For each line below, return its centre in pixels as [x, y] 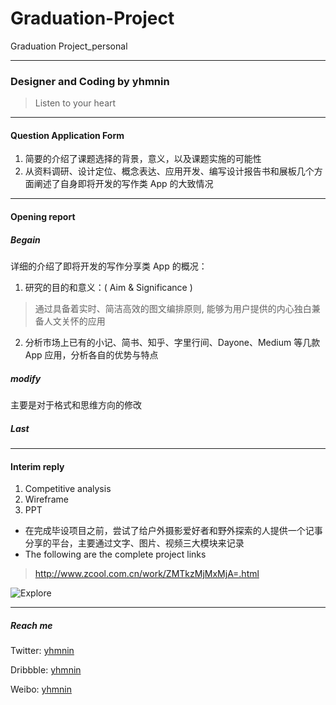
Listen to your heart [75, 103]
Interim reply [37, 466]
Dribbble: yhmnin [46, 670]
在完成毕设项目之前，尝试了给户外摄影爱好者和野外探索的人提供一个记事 [173, 531]
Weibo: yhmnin [41, 689]
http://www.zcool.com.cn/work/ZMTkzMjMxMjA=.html [147, 574]
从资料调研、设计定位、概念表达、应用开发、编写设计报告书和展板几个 [169, 171]
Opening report [43, 217]
